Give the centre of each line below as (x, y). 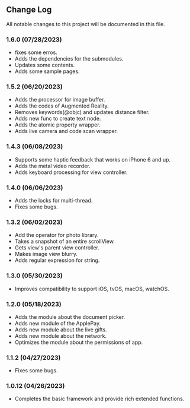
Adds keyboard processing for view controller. (71, 172)
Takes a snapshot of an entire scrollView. (65, 241)
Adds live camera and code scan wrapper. (66, 131)
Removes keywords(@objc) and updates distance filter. (82, 112)
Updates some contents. (45, 65)
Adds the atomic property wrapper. (57, 125)
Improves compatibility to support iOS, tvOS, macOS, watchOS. (92, 289)
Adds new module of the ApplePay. (58, 323)
